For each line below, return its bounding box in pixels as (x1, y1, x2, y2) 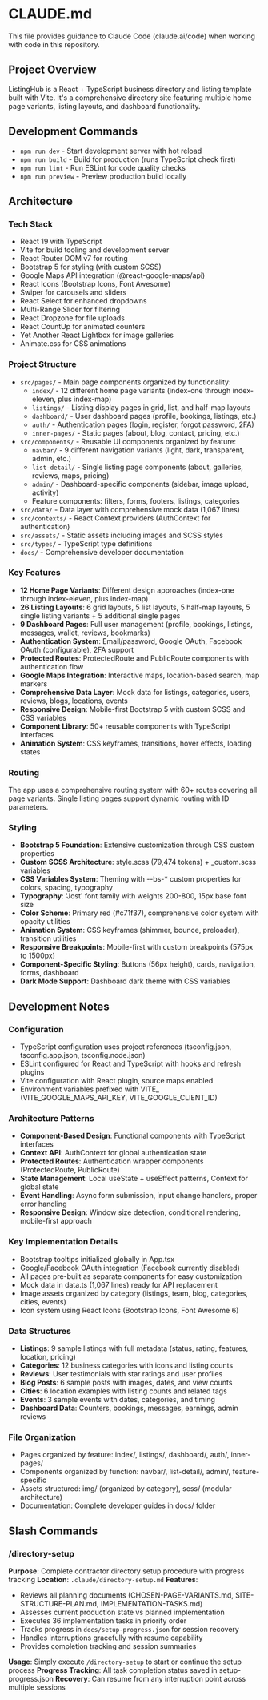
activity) (31, 488, 59, 497)
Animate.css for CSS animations (19, 339, 126, 348)
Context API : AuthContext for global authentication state (19, 1148, 207, 1158)
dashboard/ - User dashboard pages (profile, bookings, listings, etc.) (31, 411, 257, 420)
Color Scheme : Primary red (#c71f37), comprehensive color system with (19, 908, 260, 918)
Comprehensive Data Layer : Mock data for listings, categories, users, (19, 687, 251, 697)
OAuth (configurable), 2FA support (19, 645, 134, 654)
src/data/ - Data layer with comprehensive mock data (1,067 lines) (19, 504, 240, 514)
